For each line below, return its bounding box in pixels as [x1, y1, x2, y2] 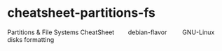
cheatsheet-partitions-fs [7, 5, 156, 21]
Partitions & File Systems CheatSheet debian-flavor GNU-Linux [7, 28, 215, 36]
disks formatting [7, 35, 55, 43]
